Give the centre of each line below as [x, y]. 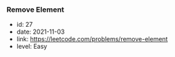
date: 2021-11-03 [40, 32]
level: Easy [32, 47]
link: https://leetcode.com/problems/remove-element [92, 39]
